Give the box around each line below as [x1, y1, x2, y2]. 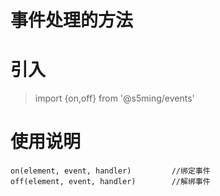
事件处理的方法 [10, 9, 134, 32]
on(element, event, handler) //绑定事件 [10, 166, 211, 176]
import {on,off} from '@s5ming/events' [34, 92, 195, 105]
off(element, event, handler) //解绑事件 [10, 177, 211, 187]
